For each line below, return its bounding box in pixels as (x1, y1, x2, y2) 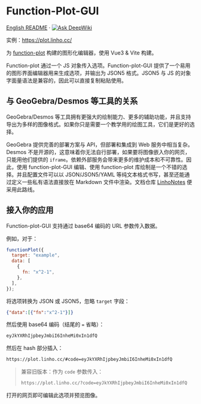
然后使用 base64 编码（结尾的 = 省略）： (6, 321, 105, 328)
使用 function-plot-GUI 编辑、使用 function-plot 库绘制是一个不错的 (16, 163, 182, 170)
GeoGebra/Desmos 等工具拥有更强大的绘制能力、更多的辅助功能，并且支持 (6, 113, 191, 120)
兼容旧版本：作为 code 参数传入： (20, 368, 103, 375)
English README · (6, 24, 51, 31)
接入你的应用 (6, 205, 54, 215)
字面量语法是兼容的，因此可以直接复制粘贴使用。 (6, 77, 127, 84)
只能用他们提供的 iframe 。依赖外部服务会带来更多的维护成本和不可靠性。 (6, 156, 187, 163)
